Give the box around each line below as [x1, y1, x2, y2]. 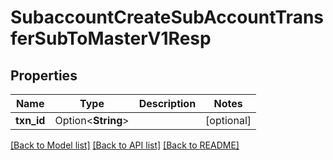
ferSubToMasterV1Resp [10, 27, 212, 50]
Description [138, 97, 197, 110]
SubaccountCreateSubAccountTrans [10, 6, 325, 29]
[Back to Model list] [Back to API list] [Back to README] [10, 139, 240, 151]
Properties [10, 67, 78, 84]
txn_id [15, 114, 46, 127]
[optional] [205, 114, 252, 127]
